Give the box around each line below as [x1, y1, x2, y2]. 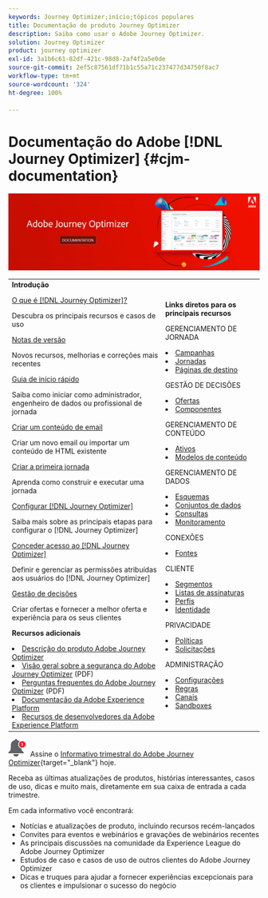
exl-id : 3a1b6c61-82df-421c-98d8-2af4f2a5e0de [8, 55, 166, 63]
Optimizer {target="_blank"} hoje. [8, 757, 116, 767]
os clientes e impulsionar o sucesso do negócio [19, 880, 177, 890]
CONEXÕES [164, 533, 204, 542]
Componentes [175, 404, 222, 413]
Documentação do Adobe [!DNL [8, 133, 223, 151]
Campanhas [175, 348, 215, 357]
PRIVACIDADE [164, 620, 211, 629]
